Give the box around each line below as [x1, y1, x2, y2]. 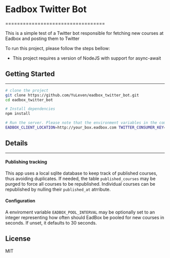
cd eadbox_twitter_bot [5, 97, 53, 102]
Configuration [5, 198, 35, 204]
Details [5, 139, 28, 148]
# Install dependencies [5, 106, 56, 112]
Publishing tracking [5, 159, 47, 165]
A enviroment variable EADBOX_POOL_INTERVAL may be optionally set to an [5, 209, 155, 216]
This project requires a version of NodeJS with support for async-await [12, 55, 161, 61]
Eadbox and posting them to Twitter [5, 35, 80, 41]
